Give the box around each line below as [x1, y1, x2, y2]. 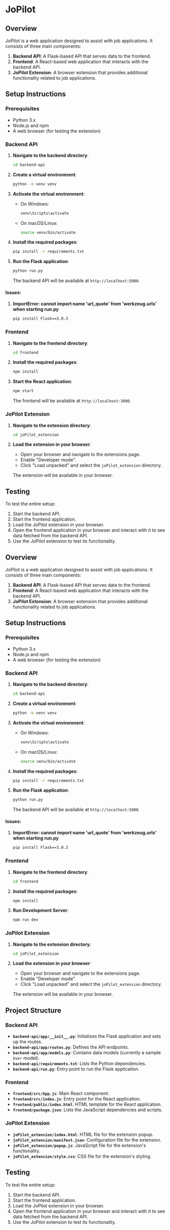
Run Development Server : [12, 907, 69, 914]
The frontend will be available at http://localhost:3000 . [12, 398, 132, 404]
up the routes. [12, 1039, 42, 1045]
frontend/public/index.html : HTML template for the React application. [12, 1101, 162, 1108]
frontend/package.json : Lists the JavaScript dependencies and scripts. [12, 1107, 163, 1113]
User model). [12, 1055, 40, 1061]
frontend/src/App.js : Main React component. [12, 1090, 110, 1096]
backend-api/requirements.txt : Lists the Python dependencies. [12, 1060, 146, 1067]
